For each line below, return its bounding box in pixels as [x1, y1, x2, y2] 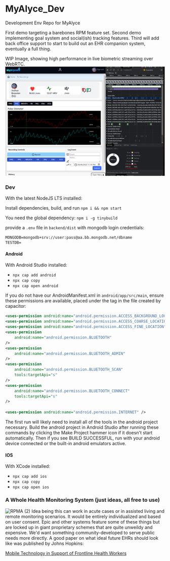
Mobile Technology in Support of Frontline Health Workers [5, 550, 127, 556]
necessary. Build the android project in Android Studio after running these [5, 424, 159, 430]
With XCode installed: [5, 463, 51, 469]
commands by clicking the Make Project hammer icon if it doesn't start [5, 430, 153, 436]
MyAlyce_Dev [5, 3, 65, 15]
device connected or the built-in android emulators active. [5, 440, 126, 447]
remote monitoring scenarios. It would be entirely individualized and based [5, 513, 161, 519]
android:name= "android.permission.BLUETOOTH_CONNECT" [14, 388, 130, 393]
